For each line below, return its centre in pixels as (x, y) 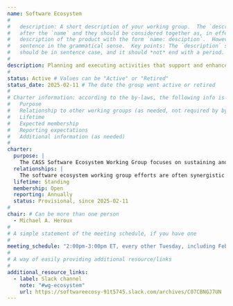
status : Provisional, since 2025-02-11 (71, 201)
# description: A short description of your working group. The (107, 26)
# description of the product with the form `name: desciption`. (107, 40)
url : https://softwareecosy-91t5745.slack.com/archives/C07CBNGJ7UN (121, 292)
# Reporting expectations (48, 130)
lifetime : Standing (42, 182)
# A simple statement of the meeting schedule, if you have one (102, 234)
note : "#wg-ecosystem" (52, 285)
